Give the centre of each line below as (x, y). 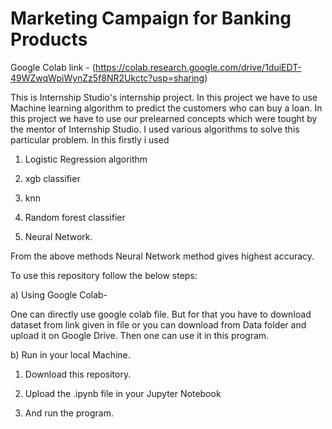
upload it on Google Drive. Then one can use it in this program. (140, 335)
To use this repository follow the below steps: (104, 275)
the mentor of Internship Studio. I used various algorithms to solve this (155, 129)
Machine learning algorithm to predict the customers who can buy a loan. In (166, 108)
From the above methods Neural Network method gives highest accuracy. (162, 256)
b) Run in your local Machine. (70, 354)
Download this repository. (78, 374)
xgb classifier (52, 178)
